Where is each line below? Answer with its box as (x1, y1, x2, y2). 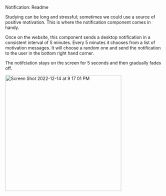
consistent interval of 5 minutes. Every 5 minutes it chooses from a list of (5, 39, 155, 45)
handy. (5, 24, 19, 30)
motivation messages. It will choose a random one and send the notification (5, 45, 161, 50)
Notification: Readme (5, 4, 49, 10)
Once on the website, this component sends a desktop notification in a (5, 34, 151, 40)
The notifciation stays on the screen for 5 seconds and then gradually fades (5, 60, 161, 65)
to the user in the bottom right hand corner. (5, 50, 94, 56)
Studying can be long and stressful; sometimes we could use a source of (5, 14, 155, 19)
